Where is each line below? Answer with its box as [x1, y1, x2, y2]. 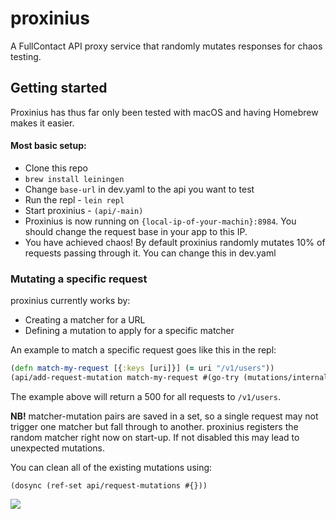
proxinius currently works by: [10, 295, 131, 307]
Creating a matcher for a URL [24, 314, 146, 326]
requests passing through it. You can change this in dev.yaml [24, 247, 277, 259]
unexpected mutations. [10, 442, 105, 454]
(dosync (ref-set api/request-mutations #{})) [10, 481, 208, 491]
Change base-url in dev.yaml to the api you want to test [24, 183, 255, 195]
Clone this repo [24, 162, 88, 174]
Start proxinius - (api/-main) [24, 204, 144, 216]
